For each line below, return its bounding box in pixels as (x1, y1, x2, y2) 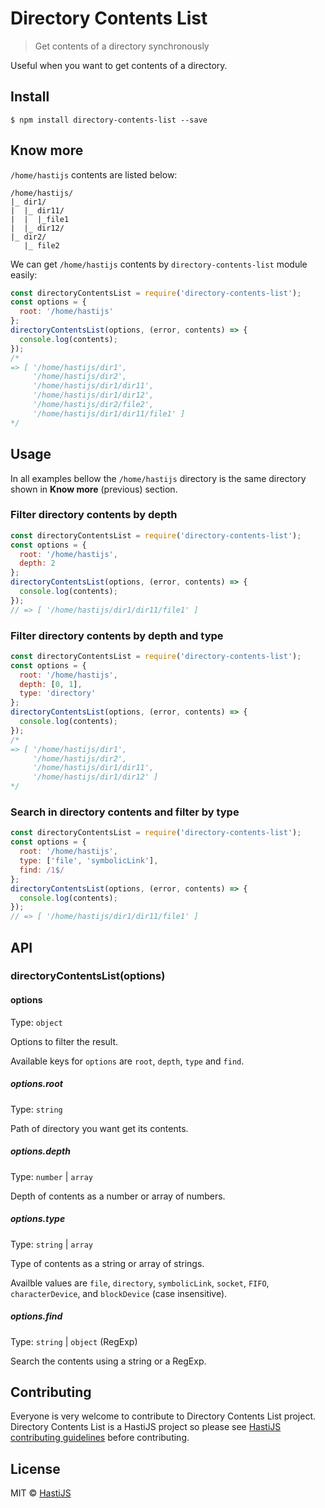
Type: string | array (10, 1238, 94, 1250)
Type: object (10, 1016, 63, 1028)
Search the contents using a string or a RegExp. (10, 1355, 207, 1367)
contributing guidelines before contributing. (10, 1432, 190, 1444)
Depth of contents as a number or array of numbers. (10, 1190, 226, 1202)
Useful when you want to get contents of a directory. (10, 59, 228, 71)
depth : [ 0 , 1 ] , (19, 679, 83, 689)
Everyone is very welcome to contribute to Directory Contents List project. (10, 1410, 317, 1422)
